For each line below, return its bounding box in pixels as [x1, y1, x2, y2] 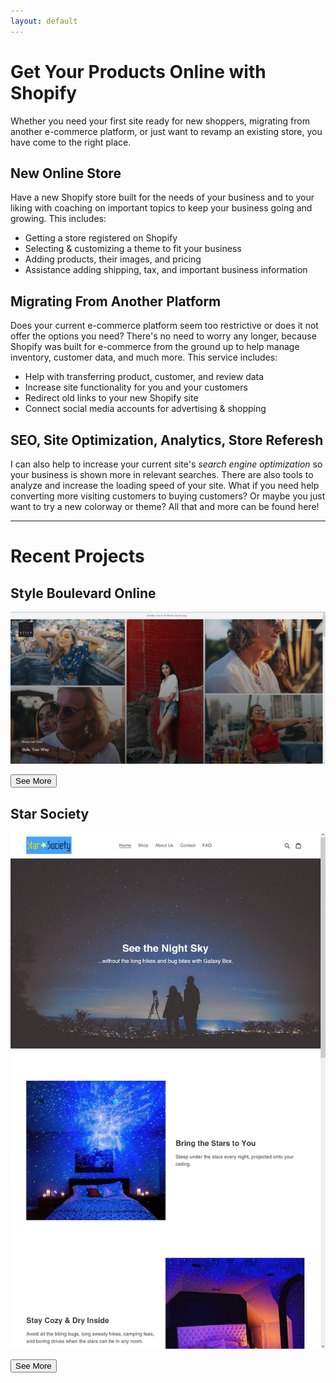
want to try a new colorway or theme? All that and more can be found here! [10, 501, 320, 512]
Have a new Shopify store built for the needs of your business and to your [10, 191, 315, 204]
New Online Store [10, 165, 122, 182]
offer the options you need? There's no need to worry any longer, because [10, 330, 317, 342]
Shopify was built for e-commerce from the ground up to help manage [10, 341, 300, 353]
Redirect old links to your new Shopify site [24, 392, 199, 404]
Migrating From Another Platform [10, 293, 222, 310]
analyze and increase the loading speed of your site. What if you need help [10, 480, 320, 491]
